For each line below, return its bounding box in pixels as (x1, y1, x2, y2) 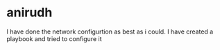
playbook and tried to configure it (6, 34, 102, 42)
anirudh (6, 5, 53, 21)
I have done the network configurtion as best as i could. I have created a (6, 27, 214, 36)
